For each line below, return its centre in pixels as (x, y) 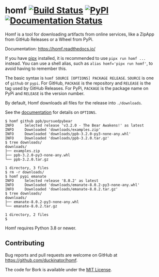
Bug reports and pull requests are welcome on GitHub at (61, 255)
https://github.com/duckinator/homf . (41, 260)
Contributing (25, 243)
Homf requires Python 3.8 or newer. (41, 228)
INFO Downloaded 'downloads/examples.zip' (53, 130)
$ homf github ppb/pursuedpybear (39, 121)
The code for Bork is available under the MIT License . (59, 269)
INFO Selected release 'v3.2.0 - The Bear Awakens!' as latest (75, 125)
